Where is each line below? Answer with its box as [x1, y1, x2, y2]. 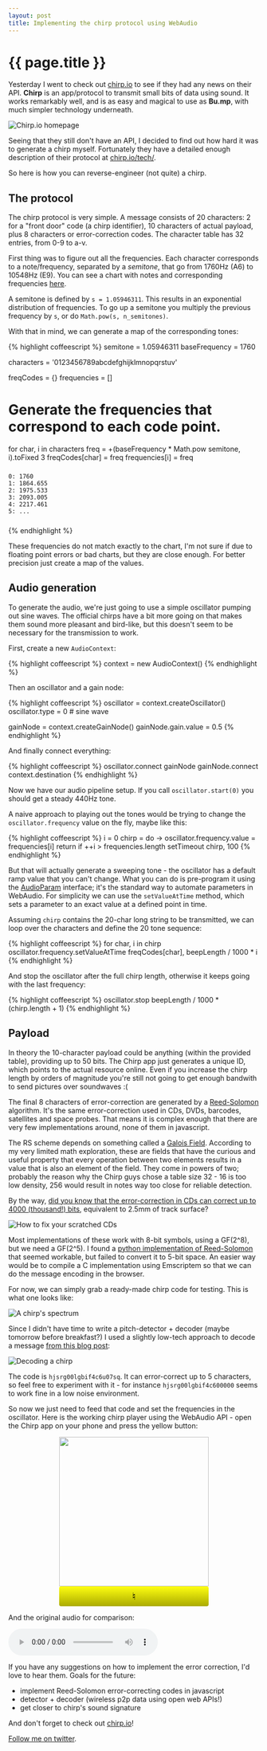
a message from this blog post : [8, 1341, 110, 1350]
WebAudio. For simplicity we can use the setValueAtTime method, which [8, 890, 245, 901]
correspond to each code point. [8, 418, 222, 436]
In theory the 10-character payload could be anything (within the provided [8, 1047, 251, 1057]
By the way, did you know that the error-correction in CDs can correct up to [8, 1195, 257, 1205]
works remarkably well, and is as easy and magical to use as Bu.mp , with [8, 96, 249, 106]
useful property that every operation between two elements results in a [8, 1155, 241, 1164]
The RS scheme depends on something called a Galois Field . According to [8, 1137, 252, 1148]
